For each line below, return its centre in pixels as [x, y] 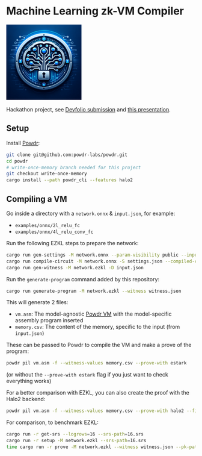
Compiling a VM [37, 199]
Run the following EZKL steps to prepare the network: [72, 243]
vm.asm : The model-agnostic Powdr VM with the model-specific [93, 314]
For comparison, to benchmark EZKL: [53, 422]
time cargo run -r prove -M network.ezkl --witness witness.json [90, 447]
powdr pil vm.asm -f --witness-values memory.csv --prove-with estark [96, 363]
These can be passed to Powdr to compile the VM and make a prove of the [99, 345]
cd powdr [17, 161]
